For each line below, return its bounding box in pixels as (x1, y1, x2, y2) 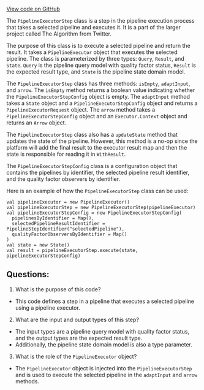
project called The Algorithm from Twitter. (6, 30, 112, 37)
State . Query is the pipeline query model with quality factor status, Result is (6, 61, 196, 69)
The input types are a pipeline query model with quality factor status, (15, 327, 190, 335)
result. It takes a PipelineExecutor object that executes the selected (6, 48, 178, 56)
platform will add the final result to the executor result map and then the (6, 144, 187, 151)
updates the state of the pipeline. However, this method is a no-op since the (6, 137, 198, 145)
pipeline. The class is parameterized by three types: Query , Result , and (6, 55, 185, 62)
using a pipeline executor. (15, 304, 81, 312)
